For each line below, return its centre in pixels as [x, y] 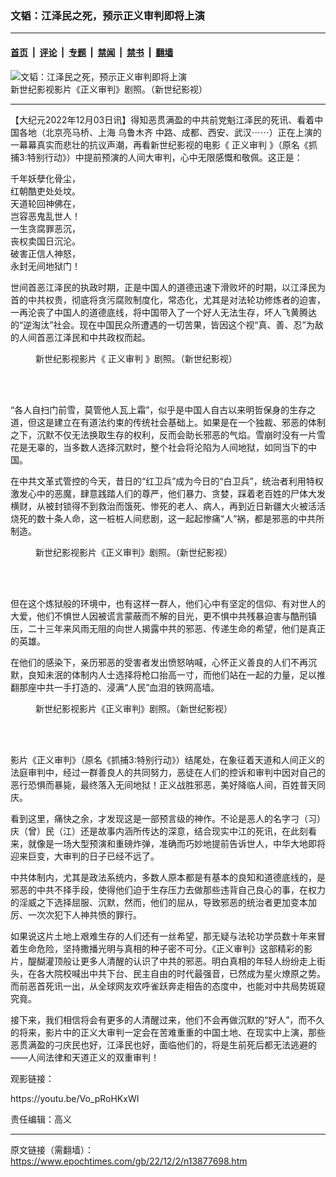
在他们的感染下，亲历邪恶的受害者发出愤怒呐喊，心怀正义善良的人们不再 [159, 662]
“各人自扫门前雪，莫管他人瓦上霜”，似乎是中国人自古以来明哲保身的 [150, 409]
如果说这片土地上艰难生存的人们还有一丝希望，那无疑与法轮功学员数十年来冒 [168, 936]
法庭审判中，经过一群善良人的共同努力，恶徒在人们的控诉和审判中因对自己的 [168, 772]
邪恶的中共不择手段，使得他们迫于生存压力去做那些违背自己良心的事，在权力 [168, 889]
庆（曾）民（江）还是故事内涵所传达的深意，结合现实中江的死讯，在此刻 [159, 831]
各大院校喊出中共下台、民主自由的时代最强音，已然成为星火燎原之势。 [181, 973]
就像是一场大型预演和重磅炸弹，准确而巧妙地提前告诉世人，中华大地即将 [176, 843]
